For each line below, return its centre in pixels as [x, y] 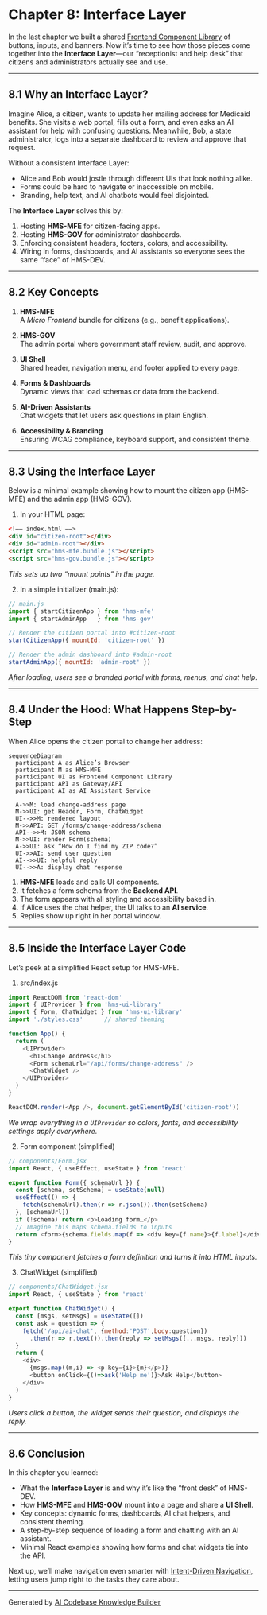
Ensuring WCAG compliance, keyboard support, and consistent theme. [135, 439]
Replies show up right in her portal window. [90, 915]
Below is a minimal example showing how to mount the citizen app [117, 491]
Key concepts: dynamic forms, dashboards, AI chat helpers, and [125, 1513]
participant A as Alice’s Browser [72, 763]
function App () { [37, 1034]
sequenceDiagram [35, 756]
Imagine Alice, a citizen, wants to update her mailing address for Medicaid [129, 114]
